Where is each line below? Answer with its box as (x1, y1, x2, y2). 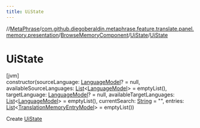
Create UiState (6, 115, 42, 122)
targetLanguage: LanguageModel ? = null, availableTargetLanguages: (6, 90, 175, 98)
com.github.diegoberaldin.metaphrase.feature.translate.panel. (41, 25, 194, 32)
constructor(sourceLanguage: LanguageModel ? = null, (6, 78, 140, 85)
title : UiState (6, 8, 44, 15)
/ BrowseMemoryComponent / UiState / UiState (59, 31, 168, 39)
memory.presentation (6, 31, 59, 39)
